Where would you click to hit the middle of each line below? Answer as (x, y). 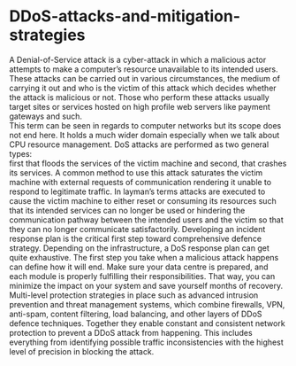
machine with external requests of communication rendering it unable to (140, 182)
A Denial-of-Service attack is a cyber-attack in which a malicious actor (138, 59)
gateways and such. (46, 116)
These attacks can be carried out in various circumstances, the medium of (145, 78)
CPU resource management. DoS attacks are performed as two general (139, 144)
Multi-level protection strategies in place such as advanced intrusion (134, 295)
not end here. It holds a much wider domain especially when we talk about (144, 135)
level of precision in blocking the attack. (82, 351)
